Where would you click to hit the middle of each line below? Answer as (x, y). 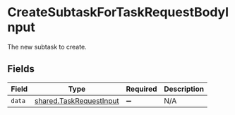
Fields (21, 69)
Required (141, 89)
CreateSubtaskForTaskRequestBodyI (118, 12)
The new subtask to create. (47, 47)
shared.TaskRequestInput (77, 101)
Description (184, 89)
